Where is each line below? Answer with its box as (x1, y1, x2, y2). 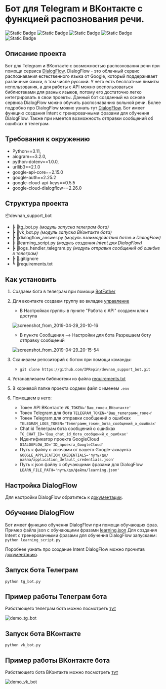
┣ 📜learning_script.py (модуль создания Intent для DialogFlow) (12, 240, 142, 246)
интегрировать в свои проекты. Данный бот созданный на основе (5, 94, 146, 100)
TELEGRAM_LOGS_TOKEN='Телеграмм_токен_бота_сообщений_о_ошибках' (19, 422, 157, 426)
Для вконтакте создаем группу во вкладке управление (12, 298, 129, 304)
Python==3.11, (12, 148, 41, 154)
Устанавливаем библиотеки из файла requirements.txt (12, 376, 126, 382)
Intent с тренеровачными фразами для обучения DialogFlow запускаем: (5, 532, 157, 538)
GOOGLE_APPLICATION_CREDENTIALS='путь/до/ (19, 453, 109, 458)
